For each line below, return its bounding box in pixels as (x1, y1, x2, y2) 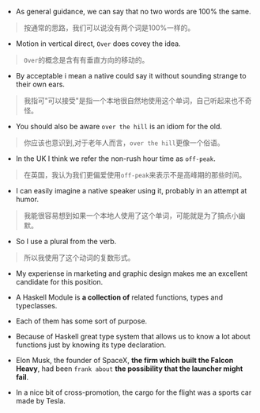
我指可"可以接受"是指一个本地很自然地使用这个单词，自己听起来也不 (23, 96, 245, 105)
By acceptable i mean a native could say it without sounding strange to (15, 71, 247, 80)
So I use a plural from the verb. (15, 237, 117, 246)
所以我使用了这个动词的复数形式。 (23, 253, 135, 262)
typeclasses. (15, 301, 58, 310)
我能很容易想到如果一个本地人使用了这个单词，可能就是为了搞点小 (23, 211, 239, 220)
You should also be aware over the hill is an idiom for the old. (15, 122, 223, 131)
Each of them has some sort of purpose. (15, 316, 148, 326)
